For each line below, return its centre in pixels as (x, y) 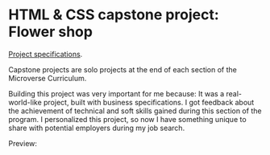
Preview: (23, 143)
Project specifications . (46, 54)
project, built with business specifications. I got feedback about (149, 102)
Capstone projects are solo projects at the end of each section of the (123, 69)
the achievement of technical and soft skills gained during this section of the (135, 111)
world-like (25, 102)
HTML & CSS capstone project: (114, 15)
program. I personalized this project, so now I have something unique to (128, 119)
